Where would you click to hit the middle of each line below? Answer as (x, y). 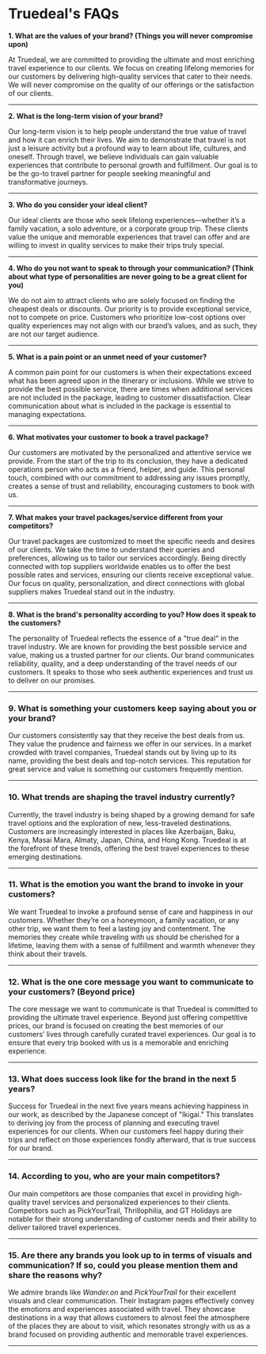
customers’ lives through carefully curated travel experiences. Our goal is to (132, 1035)
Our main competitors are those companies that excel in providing (116, 1193)
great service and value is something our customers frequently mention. (126, 769)
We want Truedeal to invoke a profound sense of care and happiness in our (131, 912)
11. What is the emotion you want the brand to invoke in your (126, 885)
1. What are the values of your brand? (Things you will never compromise (131, 36)
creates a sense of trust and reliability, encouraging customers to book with (131, 486)
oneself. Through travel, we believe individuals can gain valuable (114, 156)
